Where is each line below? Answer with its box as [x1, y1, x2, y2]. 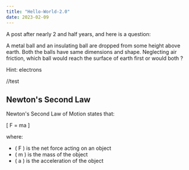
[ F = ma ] [6, 122, 30, 129]
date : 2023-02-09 [6, 14, 49, 20]
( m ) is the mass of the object [14, 151, 88, 158]
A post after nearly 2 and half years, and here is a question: [6, 30, 151, 37]
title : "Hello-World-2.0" [6, 8, 70, 15]
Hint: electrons [6, 66, 43, 73]
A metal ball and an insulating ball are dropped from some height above [6, 42, 181, 49]
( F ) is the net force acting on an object [14, 145, 111, 152]
